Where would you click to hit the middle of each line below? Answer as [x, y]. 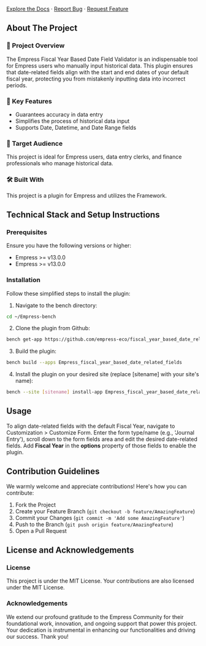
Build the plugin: [36, 351]
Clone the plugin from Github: [52, 328]
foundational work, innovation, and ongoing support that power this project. [102, 623]
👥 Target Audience [35, 143]
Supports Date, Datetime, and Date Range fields [76, 127]
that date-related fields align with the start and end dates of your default [97, 72]
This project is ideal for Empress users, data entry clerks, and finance [94, 157]
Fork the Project [36, 505]
